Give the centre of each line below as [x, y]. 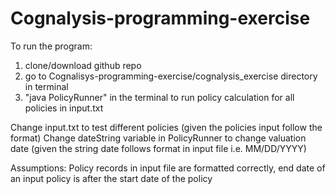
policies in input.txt [64, 108]
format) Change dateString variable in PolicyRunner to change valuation [158, 138]
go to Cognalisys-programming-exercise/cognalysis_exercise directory [171, 76]
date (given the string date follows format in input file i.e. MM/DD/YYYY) [158, 148]
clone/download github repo [83, 65]
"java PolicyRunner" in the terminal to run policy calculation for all [159, 97]
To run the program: [51, 46]
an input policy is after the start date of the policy [111, 178]
